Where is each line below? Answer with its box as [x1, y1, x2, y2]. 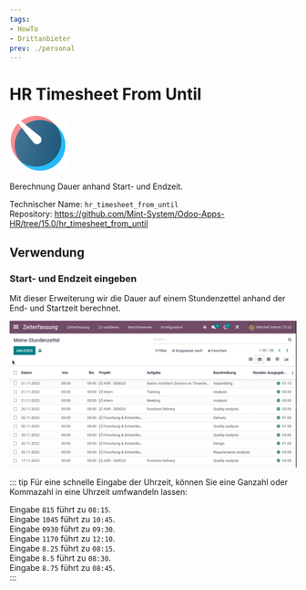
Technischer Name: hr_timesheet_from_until [9, 199, 179, 210]
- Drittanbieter [9, 34, 71, 43]
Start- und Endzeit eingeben [9, 272, 138, 285]
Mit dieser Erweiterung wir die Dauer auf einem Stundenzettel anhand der [9, 292, 286, 303]
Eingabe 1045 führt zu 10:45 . [9, 514, 116, 525]
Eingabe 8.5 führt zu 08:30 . [9, 553, 112, 564]
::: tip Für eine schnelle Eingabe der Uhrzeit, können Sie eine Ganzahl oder [9, 477, 289, 488]
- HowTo [9, 24, 39, 34]
